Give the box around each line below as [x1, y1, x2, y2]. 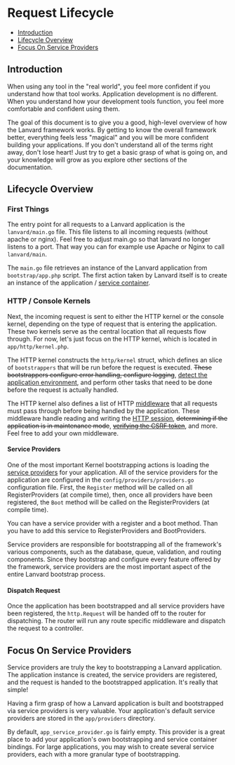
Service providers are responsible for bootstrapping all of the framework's [7, 540, 222, 549]
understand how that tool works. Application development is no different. [7, 89, 218, 98]
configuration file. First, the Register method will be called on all [7, 483, 193, 491]
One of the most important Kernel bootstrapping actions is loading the [7, 460, 210, 469]
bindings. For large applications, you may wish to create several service [7, 743, 215, 751]
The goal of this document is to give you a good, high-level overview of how [7, 118, 228, 126]
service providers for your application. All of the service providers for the [7, 468, 218, 476]
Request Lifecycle [7, 5, 114, 21]
